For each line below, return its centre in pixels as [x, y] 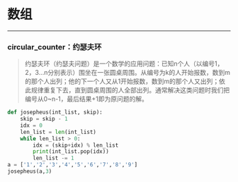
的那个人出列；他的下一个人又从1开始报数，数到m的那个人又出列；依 [125, 81]
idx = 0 [31, 125]
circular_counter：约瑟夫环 [55, 47]
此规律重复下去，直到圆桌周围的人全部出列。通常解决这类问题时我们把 [127, 90]
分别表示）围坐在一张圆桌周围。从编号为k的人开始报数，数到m [139, 73]
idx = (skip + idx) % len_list [76, 145]
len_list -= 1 [53, 158]
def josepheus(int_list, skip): [55, 113]
